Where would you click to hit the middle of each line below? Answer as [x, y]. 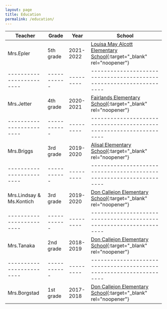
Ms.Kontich [21, 202]
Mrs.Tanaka [21, 246]
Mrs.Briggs [20, 151]
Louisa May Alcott [112, 44]
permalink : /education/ [30, 19]
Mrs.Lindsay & [24, 196]
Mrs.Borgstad [24, 293]
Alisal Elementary [111, 145]
